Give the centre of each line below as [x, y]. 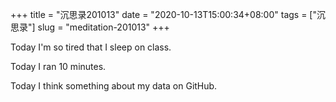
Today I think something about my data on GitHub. [114, 86]
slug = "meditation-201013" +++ [103, 27]
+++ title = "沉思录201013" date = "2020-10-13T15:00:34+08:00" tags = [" [163, 14]
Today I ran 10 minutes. [58, 66]
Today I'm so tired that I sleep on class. [91, 47]
